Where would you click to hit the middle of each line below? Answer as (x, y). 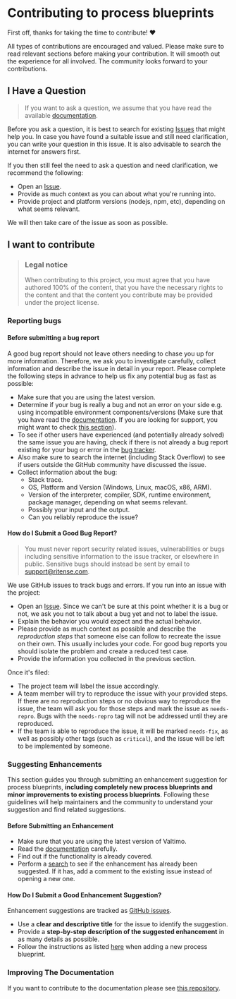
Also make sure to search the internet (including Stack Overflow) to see (121, 457)
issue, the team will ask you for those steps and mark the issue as (113, 708)
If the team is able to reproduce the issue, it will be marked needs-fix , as (123, 731)
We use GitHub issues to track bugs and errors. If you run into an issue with (117, 585)
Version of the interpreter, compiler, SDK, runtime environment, (119, 495)
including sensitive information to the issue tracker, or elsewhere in (122, 556)
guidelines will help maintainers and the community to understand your (110, 802)
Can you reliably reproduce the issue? (83, 517)
